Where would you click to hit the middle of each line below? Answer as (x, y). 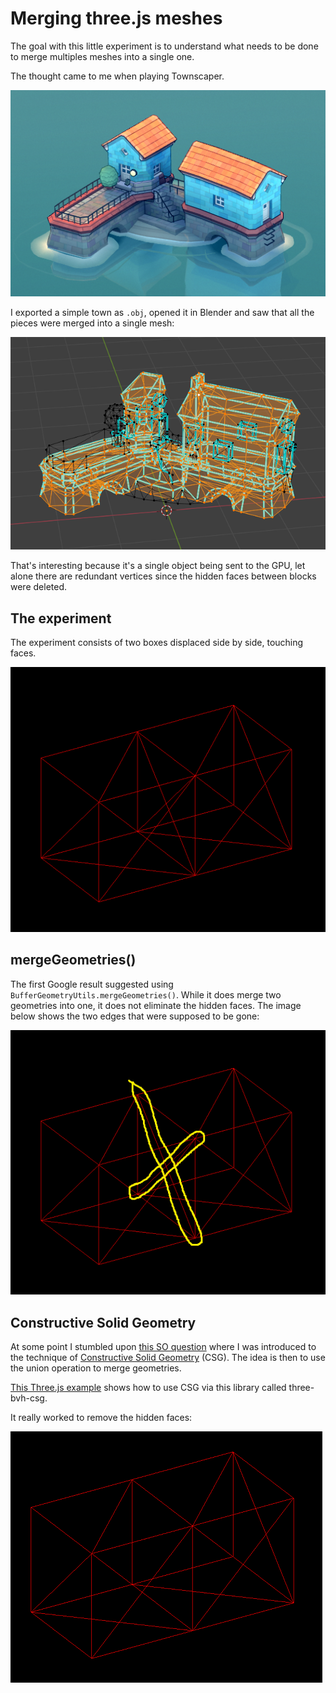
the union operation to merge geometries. (96, 1368)
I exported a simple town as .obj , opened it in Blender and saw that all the (162, 312)
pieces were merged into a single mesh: (92, 323)
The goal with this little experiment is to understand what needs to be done (164, 46)
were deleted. (39, 587)
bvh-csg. (29, 1398)
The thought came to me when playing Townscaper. (117, 76)
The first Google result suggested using (92, 984)
